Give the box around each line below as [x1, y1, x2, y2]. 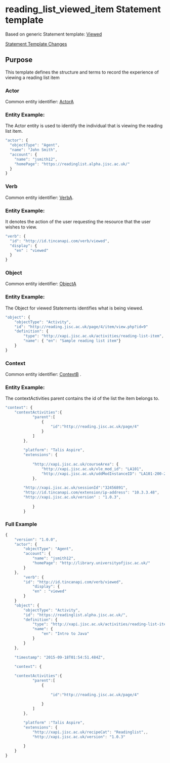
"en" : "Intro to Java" [41, 631, 90, 636]
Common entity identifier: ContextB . [5, 371, 81, 377]
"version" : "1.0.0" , [14, 537, 58, 542]
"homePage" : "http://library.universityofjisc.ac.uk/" [32, 561, 151, 566]
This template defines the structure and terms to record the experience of [5, 69, 159, 75]
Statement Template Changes [5, 41, 67, 47]
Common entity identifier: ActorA [5, 99, 74, 105]
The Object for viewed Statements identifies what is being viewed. [5, 305, 144, 311]
